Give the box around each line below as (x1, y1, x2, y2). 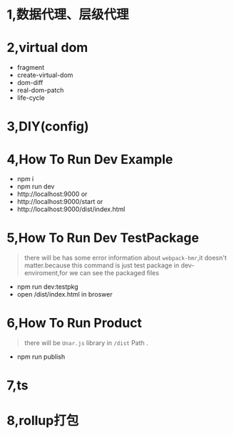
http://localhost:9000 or (16, 190, 88, 198)
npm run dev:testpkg (16, 282, 79, 291)
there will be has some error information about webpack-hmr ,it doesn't (24, 254, 228, 262)
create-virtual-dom (16, 71, 73, 79)
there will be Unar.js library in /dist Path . (24, 339, 149, 347)
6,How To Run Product (6, 315, 142, 332)
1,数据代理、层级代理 (6, 6, 129, 23)
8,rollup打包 (6, 412, 79, 429)
